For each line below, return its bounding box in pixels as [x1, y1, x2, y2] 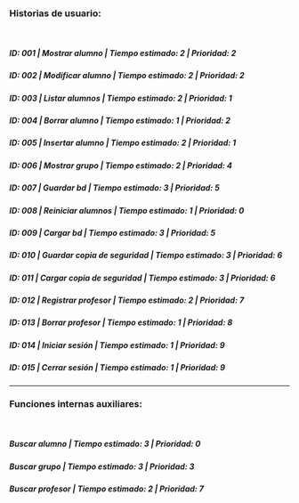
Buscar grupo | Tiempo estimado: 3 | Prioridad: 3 [9, 461, 195, 472]
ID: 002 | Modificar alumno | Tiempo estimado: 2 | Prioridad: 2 [9, 70, 245, 81]
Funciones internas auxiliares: [9, 398, 142, 410]
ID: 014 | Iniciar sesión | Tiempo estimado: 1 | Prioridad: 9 [9, 339, 225, 350]
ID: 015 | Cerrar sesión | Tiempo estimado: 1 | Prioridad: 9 [9, 362, 225, 373]
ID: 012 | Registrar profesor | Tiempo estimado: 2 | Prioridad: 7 [9, 295, 245, 305]
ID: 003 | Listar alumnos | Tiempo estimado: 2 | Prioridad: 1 [9, 93, 233, 103]
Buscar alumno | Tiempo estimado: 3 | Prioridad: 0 [9, 439, 201, 450]
